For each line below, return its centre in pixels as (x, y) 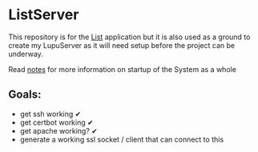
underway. (26, 54)
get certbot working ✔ (56, 122)
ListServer (44, 15)
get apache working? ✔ (58, 130)
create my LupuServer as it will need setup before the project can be (121, 45)
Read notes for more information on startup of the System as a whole (122, 69)
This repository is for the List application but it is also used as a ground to (129, 37)
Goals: (25, 95)
